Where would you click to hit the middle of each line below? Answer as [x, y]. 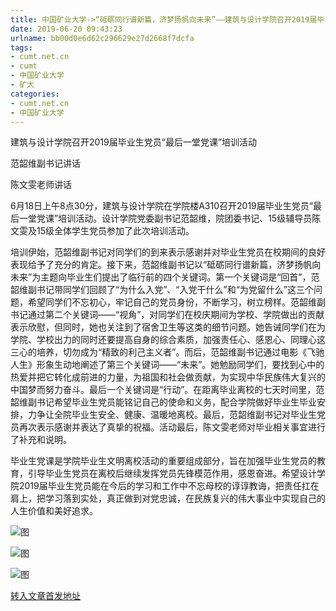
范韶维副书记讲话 [45, 163]
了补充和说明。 [41, 440]
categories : [35, 94]
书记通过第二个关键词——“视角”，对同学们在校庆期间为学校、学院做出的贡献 [167, 315]
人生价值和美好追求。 [54, 511]
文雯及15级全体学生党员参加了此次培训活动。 [102, 231]
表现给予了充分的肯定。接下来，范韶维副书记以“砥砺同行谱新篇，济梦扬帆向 [166, 265]
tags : [21, 47]
